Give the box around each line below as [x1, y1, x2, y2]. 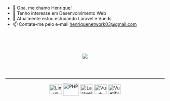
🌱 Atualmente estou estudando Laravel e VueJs [12, 16, 112, 21]
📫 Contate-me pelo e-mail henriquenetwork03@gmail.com [12, 21, 137, 27]
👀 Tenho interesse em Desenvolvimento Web [12, 10, 106, 16]
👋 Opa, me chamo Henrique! [12, 5, 72, 11]
